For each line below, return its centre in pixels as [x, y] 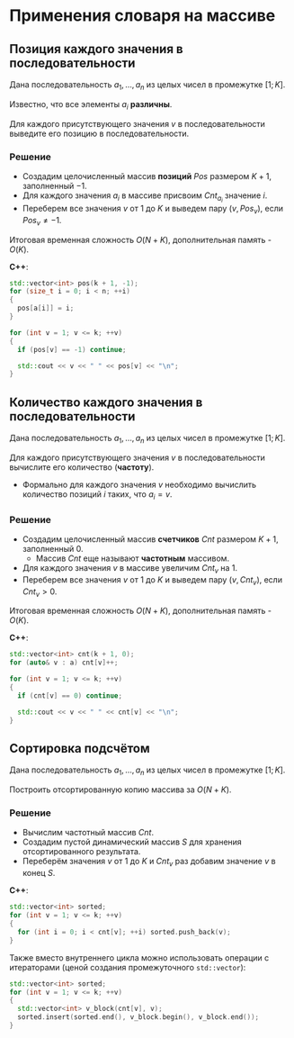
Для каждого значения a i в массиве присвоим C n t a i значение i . [145, 197]
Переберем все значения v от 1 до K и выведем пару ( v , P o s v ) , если [153, 210]
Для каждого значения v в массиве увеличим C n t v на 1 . [130, 569]
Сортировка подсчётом [80, 748]
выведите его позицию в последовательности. [99, 133]
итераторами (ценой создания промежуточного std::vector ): [128, 967]
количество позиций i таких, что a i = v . [97, 495]
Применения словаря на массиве [143, 16]
